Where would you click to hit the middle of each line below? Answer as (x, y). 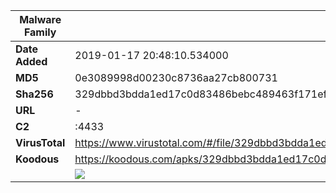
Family (40, 32)
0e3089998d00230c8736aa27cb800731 (176, 77)
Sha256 (34, 94)
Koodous (37, 159)
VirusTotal (40, 142)
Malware (40, 19)
